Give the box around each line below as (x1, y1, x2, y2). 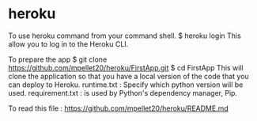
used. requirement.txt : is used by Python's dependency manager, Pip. (8, 88, 238, 97)
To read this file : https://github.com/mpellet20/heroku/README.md (8, 104, 229, 113)
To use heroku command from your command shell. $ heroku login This (8, 31, 241, 40)
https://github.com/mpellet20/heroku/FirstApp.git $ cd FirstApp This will (8, 62, 244, 72)
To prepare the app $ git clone (8, 55, 108, 64)
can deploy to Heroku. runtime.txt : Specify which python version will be (8, 80, 244, 89)
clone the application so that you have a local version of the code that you (8, 71, 249, 81)
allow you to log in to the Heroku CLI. (8, 39, 129, 48)
